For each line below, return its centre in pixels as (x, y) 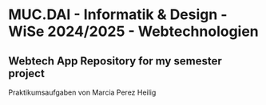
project (27, 73)
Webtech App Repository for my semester (115, 61)
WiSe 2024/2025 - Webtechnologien (134, 31)
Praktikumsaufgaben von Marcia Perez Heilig (82, 92)
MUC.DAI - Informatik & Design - (118, 15)
